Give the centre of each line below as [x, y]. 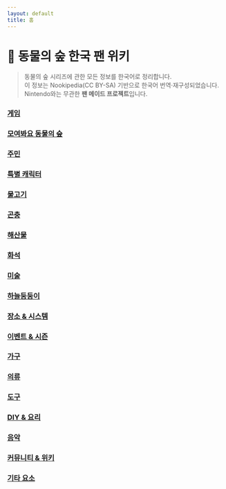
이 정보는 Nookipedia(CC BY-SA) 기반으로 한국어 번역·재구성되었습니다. [122, 85]
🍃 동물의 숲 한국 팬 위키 [68, 56]
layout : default [30, 13]
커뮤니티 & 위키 [31, 458]
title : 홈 [21, 20]
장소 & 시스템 [28, 316]
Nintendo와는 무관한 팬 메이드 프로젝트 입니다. [86, 94]
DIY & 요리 [24, 417]
